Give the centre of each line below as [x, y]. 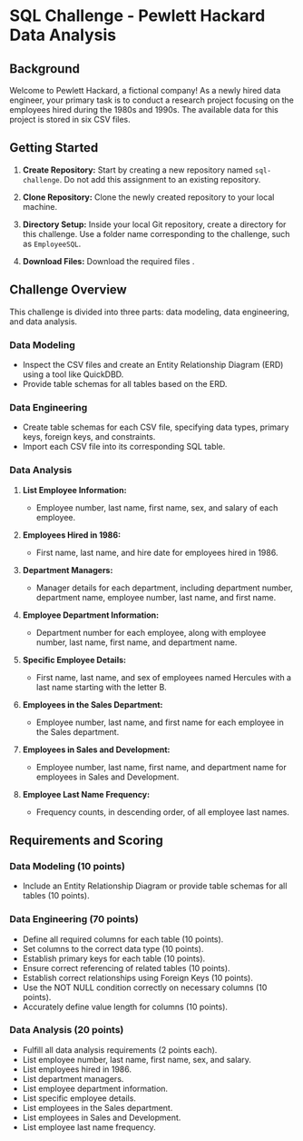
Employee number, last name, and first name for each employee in [160, 722]
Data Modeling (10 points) [67, 866]
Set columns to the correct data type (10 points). [113, 948]
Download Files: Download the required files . [108, 261]
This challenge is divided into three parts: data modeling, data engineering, [150, 312]
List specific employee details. [79, 1098]
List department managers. [73, 1078]
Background [44, 69]
